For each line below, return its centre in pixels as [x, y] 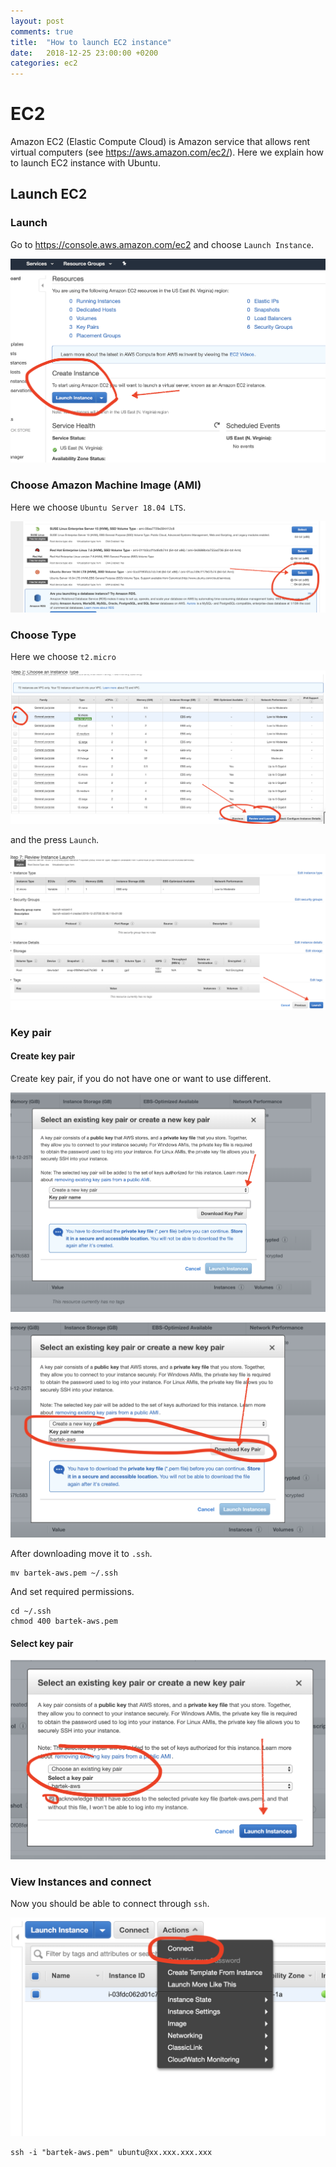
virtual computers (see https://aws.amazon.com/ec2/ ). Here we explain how [167, 152]
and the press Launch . [55, 839]
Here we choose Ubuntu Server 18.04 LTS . [98, 507]
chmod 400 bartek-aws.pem [64, 1621]
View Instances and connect [81, 1882]
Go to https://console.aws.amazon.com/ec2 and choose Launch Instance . [162, 244]
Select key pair [42, 1643]
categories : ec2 [44, 63]
